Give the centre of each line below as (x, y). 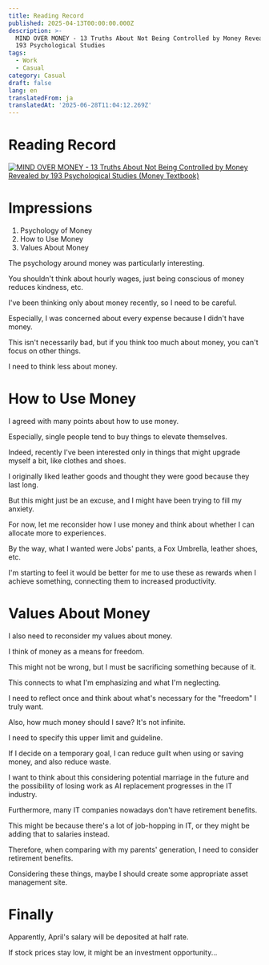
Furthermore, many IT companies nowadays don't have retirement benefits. (133, 810)
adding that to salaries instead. (59, 834)
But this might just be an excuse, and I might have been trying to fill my (125, 500)
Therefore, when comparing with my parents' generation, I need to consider (133, 849)
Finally (31, 915)
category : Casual (37, 75)
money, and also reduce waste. (60, 761)
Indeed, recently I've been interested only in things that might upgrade (124, 452)
